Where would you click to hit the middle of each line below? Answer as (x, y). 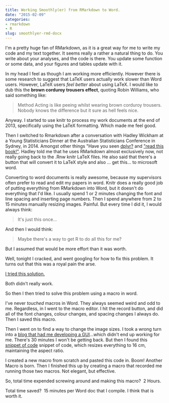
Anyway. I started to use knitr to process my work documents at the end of (82, 120)
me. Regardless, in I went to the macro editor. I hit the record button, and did (84, 308)
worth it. (14, 396)
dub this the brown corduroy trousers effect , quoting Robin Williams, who (82, 90)
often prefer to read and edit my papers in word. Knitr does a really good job (84, 183)
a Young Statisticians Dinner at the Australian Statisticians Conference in (80, 141)
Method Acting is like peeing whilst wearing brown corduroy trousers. (90, 105)
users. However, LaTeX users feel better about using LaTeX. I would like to (82, 84)
